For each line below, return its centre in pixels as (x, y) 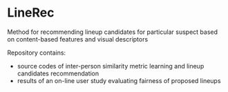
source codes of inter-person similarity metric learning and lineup (111, 66)
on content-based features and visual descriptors (78, 39)
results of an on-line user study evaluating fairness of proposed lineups (119, 80)
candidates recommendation (58, 73)
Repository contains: (37, 53)
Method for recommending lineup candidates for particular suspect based (112, 32)
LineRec (31, 13)
